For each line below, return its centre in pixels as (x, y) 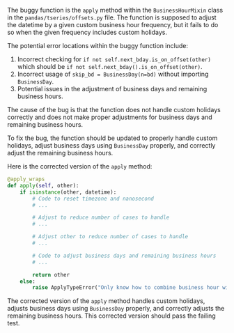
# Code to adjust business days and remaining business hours (124, 256)
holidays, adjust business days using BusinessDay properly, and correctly (111, 145)
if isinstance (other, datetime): (68, 192)
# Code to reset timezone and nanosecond (93, 199)
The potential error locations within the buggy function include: (97, 46)
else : (28, 281)
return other (51, 274)
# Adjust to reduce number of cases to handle (101, 218)
